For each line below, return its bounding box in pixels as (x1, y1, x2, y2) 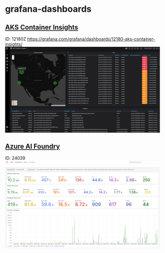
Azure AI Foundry (5, 142, 60, 151)
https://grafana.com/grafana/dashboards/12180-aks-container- (27, 36, 156, 42)
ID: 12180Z (5, 36, 27, 42)
